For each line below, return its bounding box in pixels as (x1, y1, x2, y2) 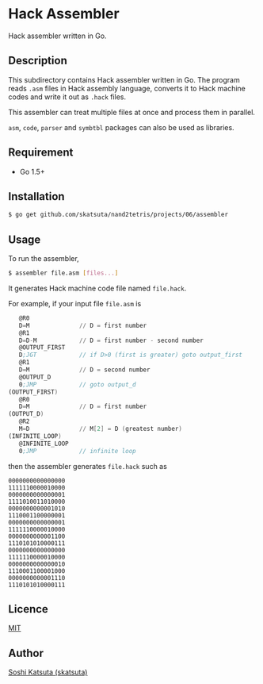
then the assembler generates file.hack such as (8, 461, 168, 471)
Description (8, 54, 67, 67)
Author (8, 646, 44, 659)
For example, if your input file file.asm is (8, 298, 142, 308)
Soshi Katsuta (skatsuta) (8, 667, 88, 677)
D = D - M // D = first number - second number (18, 336, 204, 344)
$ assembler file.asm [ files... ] (8, 269, 119, 278)
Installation (8, 190, 65, 203)
